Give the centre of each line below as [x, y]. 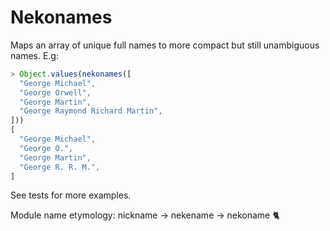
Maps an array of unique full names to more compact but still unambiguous [165, 45]
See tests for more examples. [71, 195]
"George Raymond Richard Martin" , [91, 111]
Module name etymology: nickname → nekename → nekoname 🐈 [145, 215]
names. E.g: [34, 55]
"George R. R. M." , [60, 167]
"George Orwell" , [55, 92]
